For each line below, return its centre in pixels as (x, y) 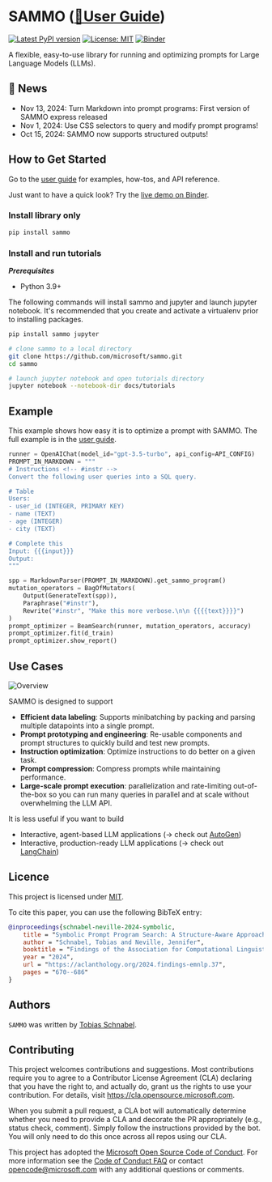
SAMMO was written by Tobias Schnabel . (73, 1024)
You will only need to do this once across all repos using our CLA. (118, 1137)
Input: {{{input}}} (41, 551)
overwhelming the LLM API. (66, 803)
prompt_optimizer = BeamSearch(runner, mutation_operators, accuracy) (130, 626)
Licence (29, 877)
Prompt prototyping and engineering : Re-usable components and (131, 734)
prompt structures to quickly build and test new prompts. (115, 743)
